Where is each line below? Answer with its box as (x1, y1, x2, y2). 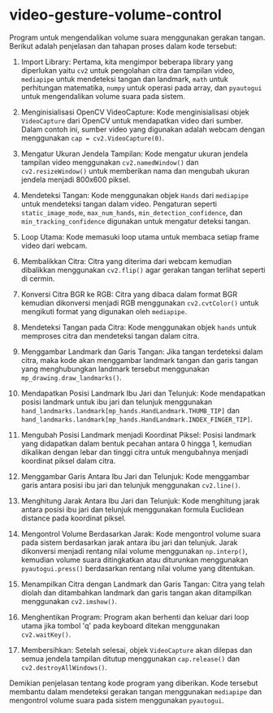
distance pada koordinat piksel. (20, 513, 127, 523)
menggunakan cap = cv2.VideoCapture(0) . (20, 132, 165, 143)
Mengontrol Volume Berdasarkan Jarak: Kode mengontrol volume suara (20, 529, 261, 538)
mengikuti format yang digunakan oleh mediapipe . (20, 306, 188, 316)
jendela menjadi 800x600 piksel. (20, 175, 131, 184)
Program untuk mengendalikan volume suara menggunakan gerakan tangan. (9, 32, 266, 42)
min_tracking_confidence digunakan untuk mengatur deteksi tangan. (20, 216, 251, 226)
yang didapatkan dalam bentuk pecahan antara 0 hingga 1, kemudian (20, 439, 253, 448)
